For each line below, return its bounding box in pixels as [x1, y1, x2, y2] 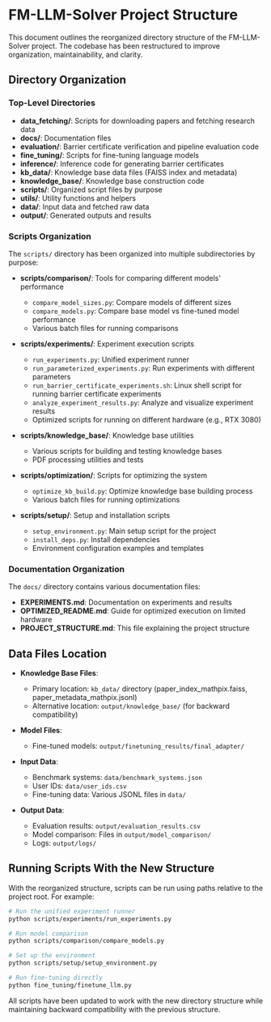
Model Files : [19, 726, 62, 736]
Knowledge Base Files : [19, 668, 99, 678]
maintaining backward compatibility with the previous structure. [8, 1004, 221, 1014]
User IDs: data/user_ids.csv [32, 781, 127, 791]
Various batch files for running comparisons [32, 323, 180, 333]
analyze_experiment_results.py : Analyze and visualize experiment [32, 397, 254, 407]
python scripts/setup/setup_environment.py [8, 959, 158, 968]
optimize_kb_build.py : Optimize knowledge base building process [32, 486, 253, 495]
